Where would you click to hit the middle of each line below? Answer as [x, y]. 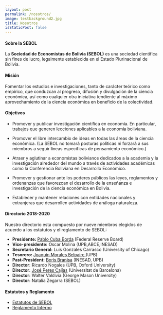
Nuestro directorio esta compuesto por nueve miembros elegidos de [73, 225]
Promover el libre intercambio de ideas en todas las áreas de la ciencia [83, 138]
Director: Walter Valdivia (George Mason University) [64, 275]
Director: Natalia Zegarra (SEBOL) [46, 280]
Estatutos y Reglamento [30, 292]
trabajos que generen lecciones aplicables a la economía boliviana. [79, 129]
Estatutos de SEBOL [32, 302]
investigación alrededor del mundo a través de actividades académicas [83, 163]
